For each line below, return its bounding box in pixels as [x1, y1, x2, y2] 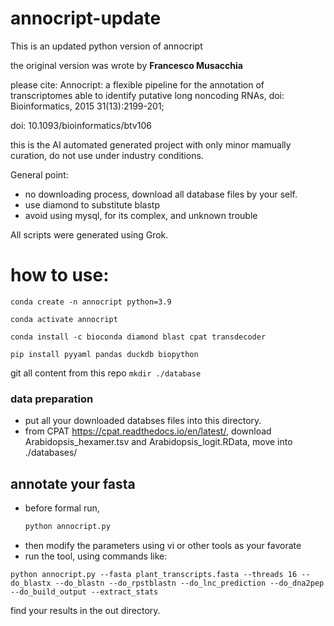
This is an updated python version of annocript [10, 40, 203, 52]
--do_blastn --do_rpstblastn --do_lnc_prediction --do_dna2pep [54, 578, 325, 588]
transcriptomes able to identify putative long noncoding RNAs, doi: [10, 89, 285, 101]
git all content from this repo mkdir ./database [10, 367, 202, 379]
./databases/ [24, 447, 78, 459]
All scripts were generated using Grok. [10, 228, 169, 241]
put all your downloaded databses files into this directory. [24, 415, 262, 427]
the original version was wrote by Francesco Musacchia [10, 59, 243, 71]
